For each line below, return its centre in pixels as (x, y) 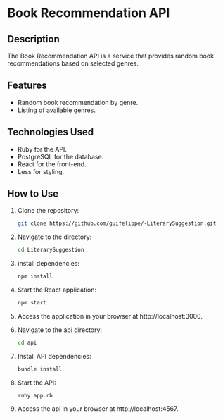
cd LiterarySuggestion (51, 250)
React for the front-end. (52, 164)
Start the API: (37, 383)
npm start (32, 303)
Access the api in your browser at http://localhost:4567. (98, 408)
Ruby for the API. (42, 149)
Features (27, 86)
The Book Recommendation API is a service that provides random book (111, 56)
